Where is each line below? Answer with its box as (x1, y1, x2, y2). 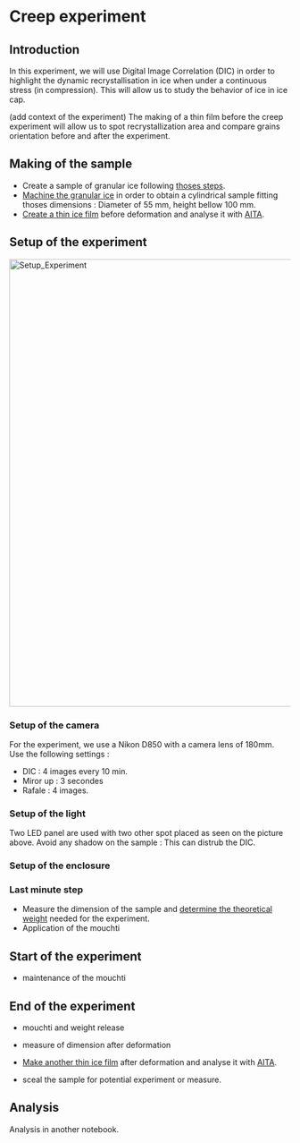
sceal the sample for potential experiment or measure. (21, 1074, 221, 1085)
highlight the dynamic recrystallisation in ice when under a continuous (9, 75, 268, 86)
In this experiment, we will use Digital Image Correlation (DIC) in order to (9, 65, 275, 76)
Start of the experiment (9, 949, 142, 964)
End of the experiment (9, 998, 136, 1013)
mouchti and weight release (21, 1022, 125, 1033)
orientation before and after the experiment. (9, 131, 171, 141)
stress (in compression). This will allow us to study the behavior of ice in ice (9, 85, 288, 95)
